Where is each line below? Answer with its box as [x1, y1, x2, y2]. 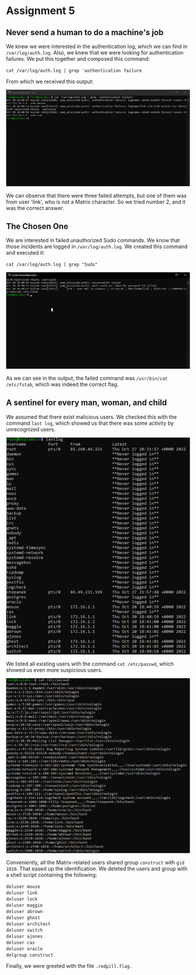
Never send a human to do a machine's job [6, 28, 164, 37]
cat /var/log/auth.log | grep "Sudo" [6, 262, 98, 267]
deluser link [6, 890, 38, 896]
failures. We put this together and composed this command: [6, 56, 150, 62]
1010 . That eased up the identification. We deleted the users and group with [6, 865, 188, 873]
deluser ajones [6, 933, 43, 940]
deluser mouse [6, 884, 41, 890]
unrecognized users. [6, 425, 56, 432]
